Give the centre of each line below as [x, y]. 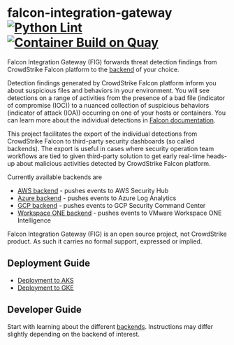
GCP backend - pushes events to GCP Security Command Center [111, 205]
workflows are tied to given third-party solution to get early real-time [106, 156]
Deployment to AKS [45, 280]
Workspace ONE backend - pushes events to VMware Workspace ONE [119, 213]
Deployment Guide [49, 263]
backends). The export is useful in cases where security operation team [111, 148]
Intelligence [34, 220]
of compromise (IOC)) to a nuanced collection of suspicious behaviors [108, 105]
